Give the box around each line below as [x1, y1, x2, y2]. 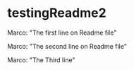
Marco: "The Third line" [7, 55, 75, 64]
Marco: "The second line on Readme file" [7, 42, 127, 50]
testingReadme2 [7, 5, 107, 21]
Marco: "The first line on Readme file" [7, 28, 117, 37]
